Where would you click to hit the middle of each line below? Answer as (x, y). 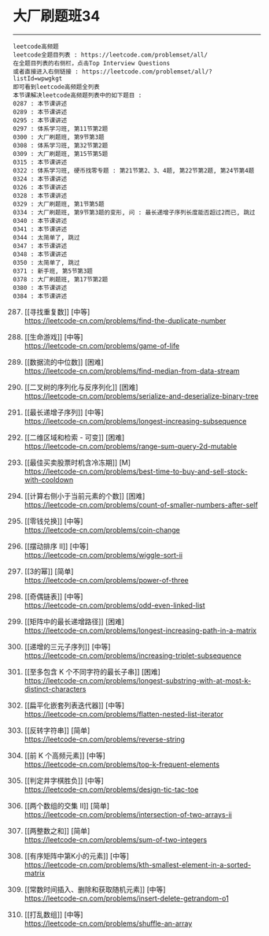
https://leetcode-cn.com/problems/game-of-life (102, 345)
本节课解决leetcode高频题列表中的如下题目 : (77, 95)
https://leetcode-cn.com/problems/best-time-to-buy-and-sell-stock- (136, 471)
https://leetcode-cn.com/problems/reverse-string (105, 739)
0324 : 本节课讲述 (40, 179)
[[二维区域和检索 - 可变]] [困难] (74, 437)
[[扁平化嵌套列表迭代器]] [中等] (74, 705)
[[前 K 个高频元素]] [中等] (64, 755)
